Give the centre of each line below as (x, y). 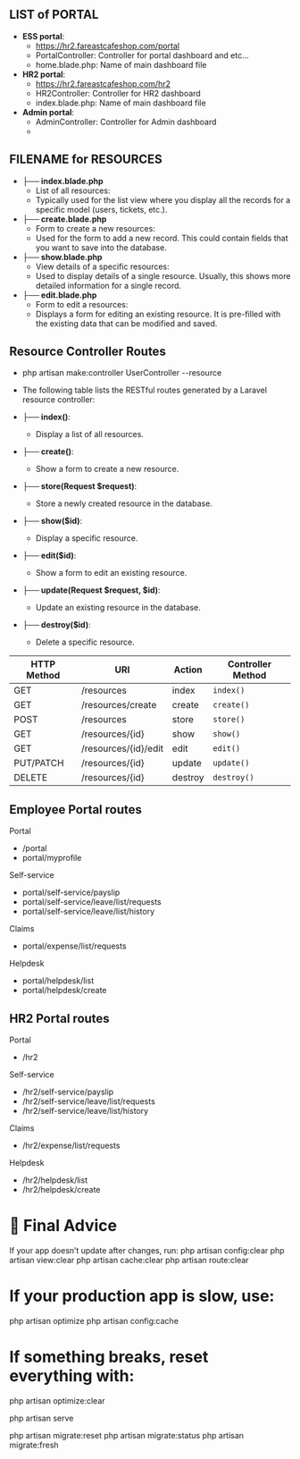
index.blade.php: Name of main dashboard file (121, 103)
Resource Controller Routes (88, 352)
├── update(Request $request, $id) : (91, 590)
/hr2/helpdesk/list (54, 1180)
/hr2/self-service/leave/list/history (85, 1111)
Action (188, 670)
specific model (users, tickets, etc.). (101, 209)
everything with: (72, 1376)
